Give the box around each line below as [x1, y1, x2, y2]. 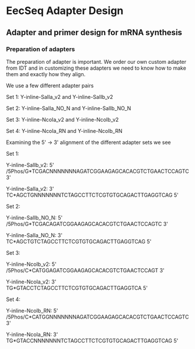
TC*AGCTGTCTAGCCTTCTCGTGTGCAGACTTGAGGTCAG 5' [6, 238, 152, 245]
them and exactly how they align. [6, 70, 86, 77]
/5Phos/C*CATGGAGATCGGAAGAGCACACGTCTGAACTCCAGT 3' [6, 266, 165, 273]
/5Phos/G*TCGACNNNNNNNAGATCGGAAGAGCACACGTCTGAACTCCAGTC [6, 167, 189, 174]
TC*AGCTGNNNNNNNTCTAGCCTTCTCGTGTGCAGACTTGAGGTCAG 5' [6, 191, 179, 199]
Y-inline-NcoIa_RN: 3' [6, 331, 58, 338]
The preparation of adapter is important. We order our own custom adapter [6, 58, 187, 65]
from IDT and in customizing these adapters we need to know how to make [6, 64, 187, 71]
